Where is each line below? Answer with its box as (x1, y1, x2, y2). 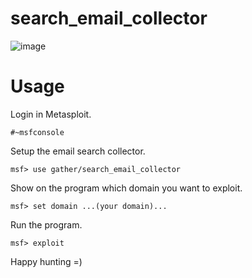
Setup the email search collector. (10, 145, 146, 157)
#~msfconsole (10, 127, 65, 137)
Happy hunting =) (10, 255, 83, 267)
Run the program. (10, 218, 83, 231)
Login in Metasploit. (10, 108, 92, 120)
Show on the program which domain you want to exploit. (10, 182, 243, 194)
